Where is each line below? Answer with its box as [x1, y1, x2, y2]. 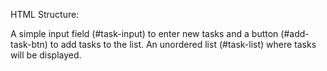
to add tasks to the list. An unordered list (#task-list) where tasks [49, 39, 317, 50]
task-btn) [10, 39, 48, 50]
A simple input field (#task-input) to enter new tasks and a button [10, 28, 279, 39]
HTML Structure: [10, 9, 80, 20]
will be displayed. [10, 49, 82, 61]
